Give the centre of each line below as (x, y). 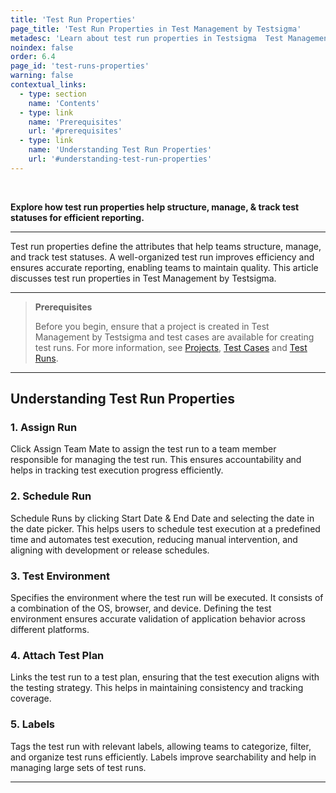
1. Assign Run (44, 428)
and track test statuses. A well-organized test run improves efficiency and (162, 257)
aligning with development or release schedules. (110, 550)
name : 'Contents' (64, 103)
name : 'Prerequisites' (75, 122)
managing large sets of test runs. (78, 767)
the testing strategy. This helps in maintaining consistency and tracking (157, 688)
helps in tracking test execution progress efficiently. (117, 470)
